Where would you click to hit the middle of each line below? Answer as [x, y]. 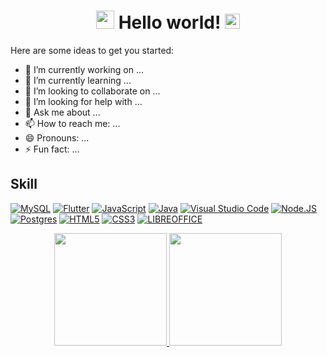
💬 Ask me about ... [62, 112]
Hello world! [170, 22]
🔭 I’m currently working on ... [84, 69]
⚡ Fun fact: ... [52, 149]
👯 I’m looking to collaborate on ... [92, 91]
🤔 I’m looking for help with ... [83, 101]
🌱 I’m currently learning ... [78, 80]
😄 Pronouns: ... [57, 137]
